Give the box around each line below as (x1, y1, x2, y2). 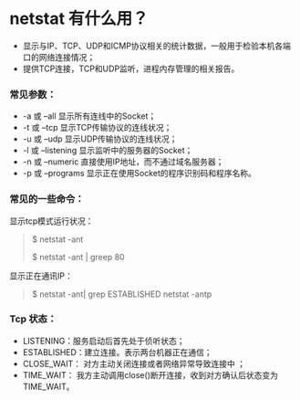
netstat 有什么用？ (9, 8, 149, 29)
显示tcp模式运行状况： (9, 216, 94, 226)
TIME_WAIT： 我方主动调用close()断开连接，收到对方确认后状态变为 (22, 369, 278, 380)
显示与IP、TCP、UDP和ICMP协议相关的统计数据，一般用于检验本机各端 (22, 40, 292, 51)
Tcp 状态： (9, 312, 57, 325)
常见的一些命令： (9, 193, 85, 205)
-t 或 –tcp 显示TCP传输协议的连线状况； (22, 122, 172, 133)
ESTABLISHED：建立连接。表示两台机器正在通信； (22, 346, 212, 357)
